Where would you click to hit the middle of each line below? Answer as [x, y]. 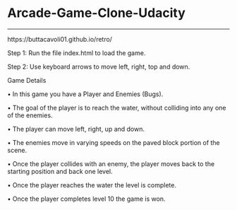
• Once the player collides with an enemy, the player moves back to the [111, 163]
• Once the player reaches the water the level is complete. [92, 185]
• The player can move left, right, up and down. [76, 129]
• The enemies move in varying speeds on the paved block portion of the [114, 142]
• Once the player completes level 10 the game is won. [86, 199]
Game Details [27, 80]
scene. [17, 150]
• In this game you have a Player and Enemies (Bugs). [85, 94]
